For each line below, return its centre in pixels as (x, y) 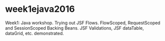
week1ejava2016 (40, 9)
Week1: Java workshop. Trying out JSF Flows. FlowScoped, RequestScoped (83, 23)
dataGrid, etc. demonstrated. (35, 33)
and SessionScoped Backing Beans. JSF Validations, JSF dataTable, (75, 28)
